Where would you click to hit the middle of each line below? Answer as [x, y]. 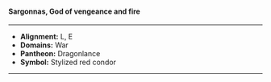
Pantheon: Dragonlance [60, 54]
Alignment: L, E [46, 37]
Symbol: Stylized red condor [68, 62]
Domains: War [44, 45]
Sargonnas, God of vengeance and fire [75, 11]
